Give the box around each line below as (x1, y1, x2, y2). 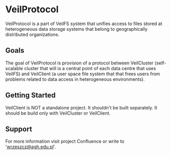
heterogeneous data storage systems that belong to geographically (5, 26, 148, 32)
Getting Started (5, 91, 56, 100)
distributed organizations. (5, 31, 60, 37)
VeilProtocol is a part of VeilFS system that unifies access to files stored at (5, 20, 163, 27)
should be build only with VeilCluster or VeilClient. (5, 110, 111, 116)
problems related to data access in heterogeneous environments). (5, 76, 145, 82)
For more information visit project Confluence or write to (5, 138, 125, 144)
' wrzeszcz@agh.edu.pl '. (5, 144, 56, 150)
